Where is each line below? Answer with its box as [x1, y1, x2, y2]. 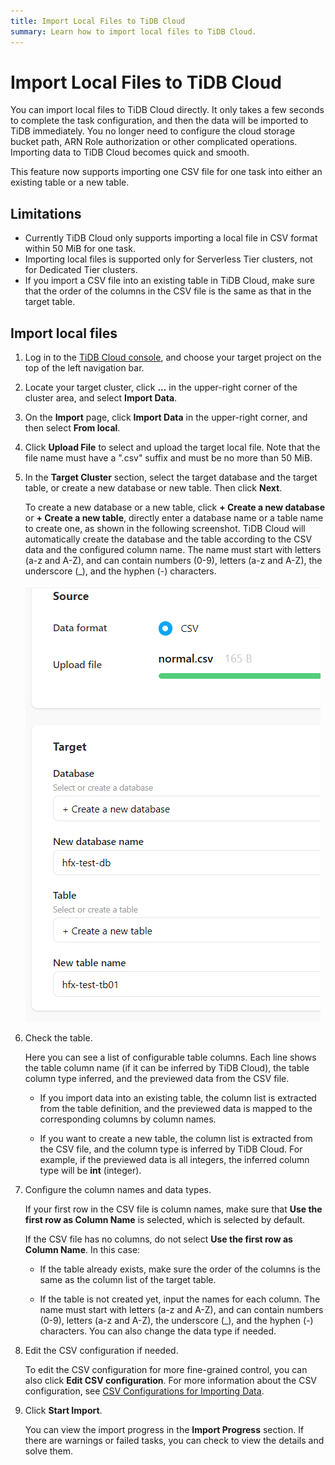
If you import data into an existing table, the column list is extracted [39, 1092, 317, 1104]
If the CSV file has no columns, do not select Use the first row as [24, 1233, 293, 1245]
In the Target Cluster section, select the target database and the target [24, 471, 318, 484]
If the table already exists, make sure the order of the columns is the [39, 1263, 321, 1275]
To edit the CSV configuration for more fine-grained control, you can [24, 1364, 308, 1376]
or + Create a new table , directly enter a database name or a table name [24, 512, 324, 524]
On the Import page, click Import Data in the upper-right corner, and [24, 411, 308, 424]
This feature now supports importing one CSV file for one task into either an [10, 166, 323, 178]
